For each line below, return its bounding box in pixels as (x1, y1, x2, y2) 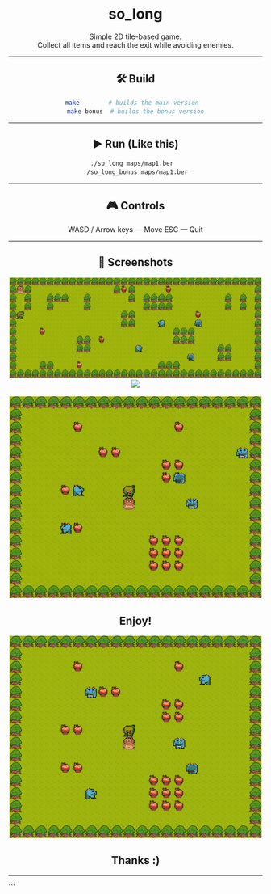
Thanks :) (110, 854, 161, 867)
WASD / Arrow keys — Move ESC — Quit (68, 224, 203, 234)
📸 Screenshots (98, 255, 173, 269)
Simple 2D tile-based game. (89, 32, 182, 41)
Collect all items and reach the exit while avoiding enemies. (37, 40, 234, 49)
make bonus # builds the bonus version (66, 107, 205, 116)
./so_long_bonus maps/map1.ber (83, 168, 188, 176)
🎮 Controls (106, 199, 165, 213)
